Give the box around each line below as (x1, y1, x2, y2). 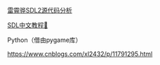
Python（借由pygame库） (7, 36, 82, 44)
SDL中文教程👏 (7, 21, 48, 29)
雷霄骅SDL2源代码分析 (7, 6, 72, 14)
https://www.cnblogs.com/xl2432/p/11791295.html (7, 50, 153, 58)
